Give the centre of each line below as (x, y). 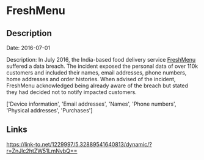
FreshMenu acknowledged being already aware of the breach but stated (97, 85)
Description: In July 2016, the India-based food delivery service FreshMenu (101, 60)
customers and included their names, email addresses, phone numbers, (97, 73)
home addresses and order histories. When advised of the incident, (91, 79)
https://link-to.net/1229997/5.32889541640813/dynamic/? (79, 144)
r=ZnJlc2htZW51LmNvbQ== (42, 151)
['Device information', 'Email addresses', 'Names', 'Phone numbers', (91, 104)
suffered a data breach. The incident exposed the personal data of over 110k (102, 66)
